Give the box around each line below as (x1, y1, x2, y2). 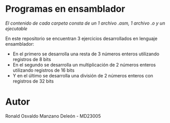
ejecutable (5, 25, 28, 31)
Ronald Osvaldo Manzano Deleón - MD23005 (5, 113, 101, 119)
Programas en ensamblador (5, 3, 126, 15)
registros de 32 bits (12, 78, 54, 84)
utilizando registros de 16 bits (12, 67, 75, 73)
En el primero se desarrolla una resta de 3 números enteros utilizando (12, 51, 160, 57)
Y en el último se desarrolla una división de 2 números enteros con (12, 72, 153, 78)
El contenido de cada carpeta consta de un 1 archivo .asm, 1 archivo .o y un (5, 20, 165, 26)
